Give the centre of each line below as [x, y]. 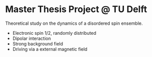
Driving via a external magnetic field [50, 49]
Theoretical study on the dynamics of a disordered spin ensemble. [74, 23]
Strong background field [38, 43]
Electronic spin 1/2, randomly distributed [54, 33]
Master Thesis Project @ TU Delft [76, 9]
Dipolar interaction [32, 38]
